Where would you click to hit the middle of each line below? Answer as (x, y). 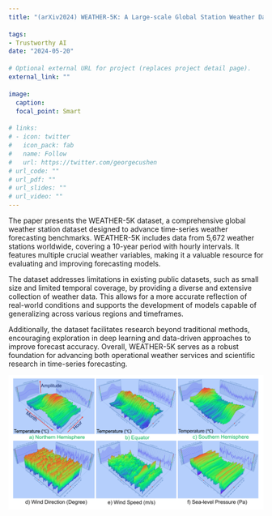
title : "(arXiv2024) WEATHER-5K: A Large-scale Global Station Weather (132, 17)
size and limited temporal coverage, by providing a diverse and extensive (130, 288)
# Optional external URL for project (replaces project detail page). (130, 69)
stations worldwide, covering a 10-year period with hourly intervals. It (124, 246)
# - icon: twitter (39, 137)
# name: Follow (38, 154)
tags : (17, 34)
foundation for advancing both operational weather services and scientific (132, 355)
